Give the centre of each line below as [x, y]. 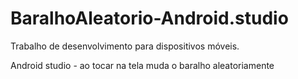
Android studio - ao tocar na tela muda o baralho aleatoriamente [142, 65]
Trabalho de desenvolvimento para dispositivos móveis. [125, 46]
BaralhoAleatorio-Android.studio [149, 18]
